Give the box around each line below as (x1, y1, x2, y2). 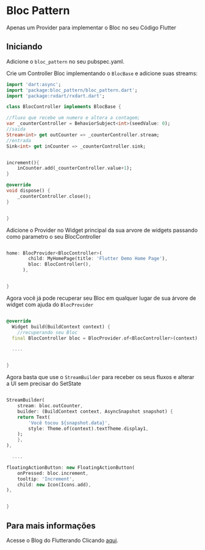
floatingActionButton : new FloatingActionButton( (6, 465, 135, 471)
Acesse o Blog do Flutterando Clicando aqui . (6, 537, 119, 544)
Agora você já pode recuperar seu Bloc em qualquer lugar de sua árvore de (6, 294, 196, 302)
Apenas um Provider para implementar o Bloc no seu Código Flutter (6, 24, 176, 31)
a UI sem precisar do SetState (6, 380, 82, 388)
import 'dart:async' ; (6, 81, 62, 87)
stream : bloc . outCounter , (17, 403, 84, 409)
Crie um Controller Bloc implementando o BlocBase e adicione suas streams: (6, 70, 198, 77)
